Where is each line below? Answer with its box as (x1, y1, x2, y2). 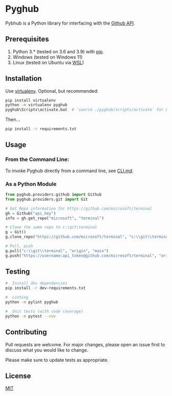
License (5, 371, 31, 380)
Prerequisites (5, 35, 49, 44)
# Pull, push (5, 244, 33, 249)
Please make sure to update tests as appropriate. (5, 357, 109, 363)
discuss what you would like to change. (5, 347, 89, 353)
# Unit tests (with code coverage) (5, 308, 83, 314)
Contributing (5, 328, 47, 337)
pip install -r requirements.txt (5, 127, 77, 132)
